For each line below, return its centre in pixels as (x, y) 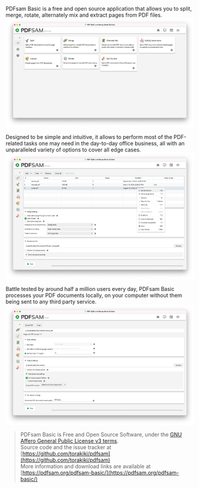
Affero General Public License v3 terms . (69, 441)
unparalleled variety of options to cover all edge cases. (73, 150)
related (14, 143)
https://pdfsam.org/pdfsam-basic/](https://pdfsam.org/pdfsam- (101, 473)
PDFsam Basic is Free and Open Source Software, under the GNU (101, 435)
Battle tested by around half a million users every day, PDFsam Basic (90, 289)
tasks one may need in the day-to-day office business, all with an (104, 143)
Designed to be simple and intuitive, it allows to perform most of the (89, 137)
